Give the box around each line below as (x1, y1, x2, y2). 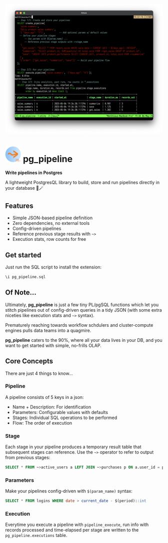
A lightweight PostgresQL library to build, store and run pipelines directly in (5, 180, 160, 186)
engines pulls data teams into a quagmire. (5, 327, 91, 333)
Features (5, 201, 33, 210)
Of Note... (5, 288, 36, 297)
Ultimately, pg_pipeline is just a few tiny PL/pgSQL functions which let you (5, 302, 159, 308)
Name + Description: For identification (12, 403, 91, 410)
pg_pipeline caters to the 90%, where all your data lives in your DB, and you (5, 337, 162, 343)
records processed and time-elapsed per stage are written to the (5, 527, 139, 533)
